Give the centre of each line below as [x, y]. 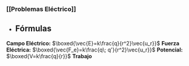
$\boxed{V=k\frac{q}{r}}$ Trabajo [49, 56]
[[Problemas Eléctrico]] [41, 9]
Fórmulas [33, 29]
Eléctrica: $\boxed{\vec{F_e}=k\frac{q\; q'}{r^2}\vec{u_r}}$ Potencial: [94, 50]
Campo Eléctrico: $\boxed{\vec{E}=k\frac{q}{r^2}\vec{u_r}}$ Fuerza [93, 43]
